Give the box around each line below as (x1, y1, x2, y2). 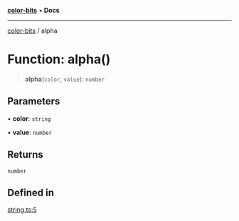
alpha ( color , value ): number (24, 75, 105, 83)
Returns (7, 149, 44, 161)
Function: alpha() (7, 51, 111, 68)
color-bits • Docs (7, 6, 60, 14)
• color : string (7, 114, 51, 123)
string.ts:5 (7, 205, 37, 214)
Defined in (7, 186, 55, 198)
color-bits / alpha (7, 26, 58, 35)
